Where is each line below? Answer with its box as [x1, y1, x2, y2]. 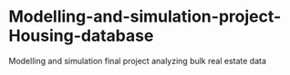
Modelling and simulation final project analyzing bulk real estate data [8, 55, 266, 66]
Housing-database [8, 25, 154, 46]
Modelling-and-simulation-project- [8, 6, 282, 27]
